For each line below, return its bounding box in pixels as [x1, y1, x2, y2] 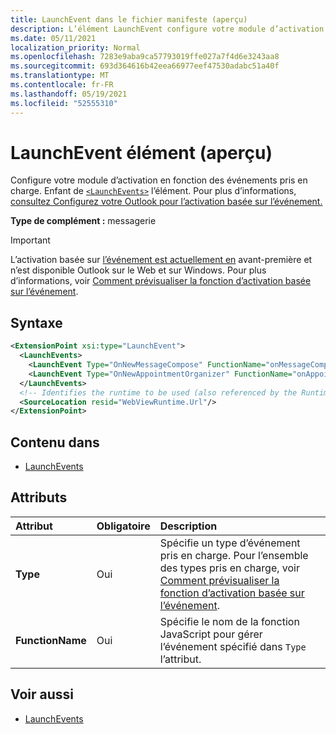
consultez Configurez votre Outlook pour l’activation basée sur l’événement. [10, 196, 323, 208]
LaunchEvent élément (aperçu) [10, 141, 273, 164]
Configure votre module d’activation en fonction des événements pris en [10, 174, 308, 186]
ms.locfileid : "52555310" [10, 98, 118, 108]
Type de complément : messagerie [10, 215, 157, 227]
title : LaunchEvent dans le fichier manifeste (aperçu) [10, 14, 248, 25]
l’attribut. [159, 652, 202, 666]
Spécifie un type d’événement [159, 536, 301, 550]
